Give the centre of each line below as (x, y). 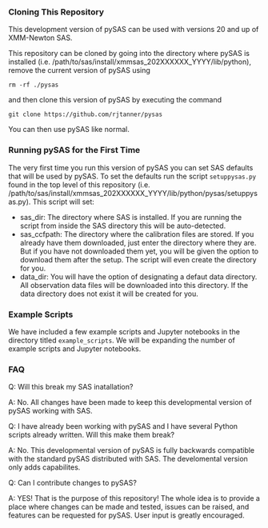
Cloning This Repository (56, 12)
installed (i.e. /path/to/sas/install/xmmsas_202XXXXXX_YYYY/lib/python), (130, 62)
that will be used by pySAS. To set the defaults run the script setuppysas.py (132, 176)
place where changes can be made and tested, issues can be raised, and (129, 507)
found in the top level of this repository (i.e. (79, 184)
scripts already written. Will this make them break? (92, 435)
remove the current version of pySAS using (79, 70)
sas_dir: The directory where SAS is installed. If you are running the (131, 217)
